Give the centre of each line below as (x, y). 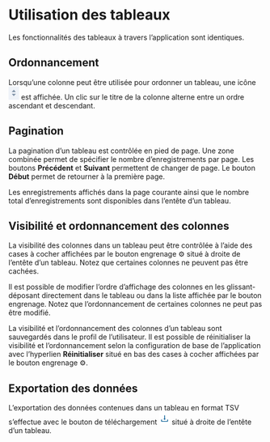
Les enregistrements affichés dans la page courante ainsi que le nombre (129, 192)
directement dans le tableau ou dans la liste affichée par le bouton (152, 295)
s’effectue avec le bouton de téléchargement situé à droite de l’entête (130, 422)
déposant (24, 295)
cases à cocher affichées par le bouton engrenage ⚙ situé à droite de (124, 254)
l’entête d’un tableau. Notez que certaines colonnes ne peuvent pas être (129, 263)
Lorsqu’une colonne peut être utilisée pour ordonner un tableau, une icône (132, 82)
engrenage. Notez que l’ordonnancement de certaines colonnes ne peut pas (135, 304)
